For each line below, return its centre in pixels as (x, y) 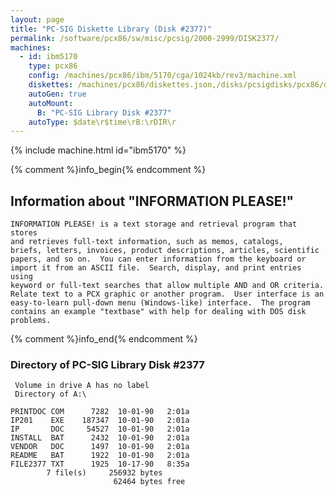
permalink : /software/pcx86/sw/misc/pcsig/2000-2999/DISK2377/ (145, 38)
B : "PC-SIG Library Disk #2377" (104, 112)
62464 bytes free (149, 482)
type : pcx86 (53, 66)
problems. (31, 321)
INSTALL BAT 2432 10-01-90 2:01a (100, 438)
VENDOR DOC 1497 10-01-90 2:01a (100, 447)
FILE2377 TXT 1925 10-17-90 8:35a (100, 464)
